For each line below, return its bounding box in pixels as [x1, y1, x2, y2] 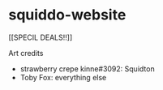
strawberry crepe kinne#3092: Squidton [19, 63, 156, 74]
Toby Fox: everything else [19, 72, 107, 82]
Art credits [8, 48, 44, 58]
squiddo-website [8, 6, 127, 24]
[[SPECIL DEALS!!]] [8, 32, 73, 42]
